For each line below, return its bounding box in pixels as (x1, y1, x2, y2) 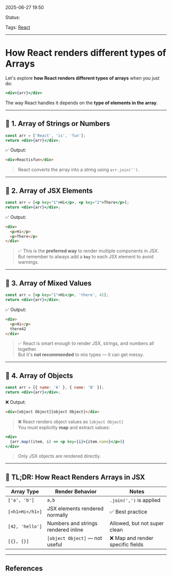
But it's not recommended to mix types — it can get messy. (17, 351, 144, 358)
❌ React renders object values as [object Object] (17, 418, 124, 424)
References (5, 564, 43, 572)
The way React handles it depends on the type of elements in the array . (5, 100, 158, 106)
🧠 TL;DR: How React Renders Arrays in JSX (5, 473, 145, 481)
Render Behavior (55, 488, 97, 495)
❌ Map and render (110, 534, 154, 542)
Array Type (11, 488, 39, 495)
